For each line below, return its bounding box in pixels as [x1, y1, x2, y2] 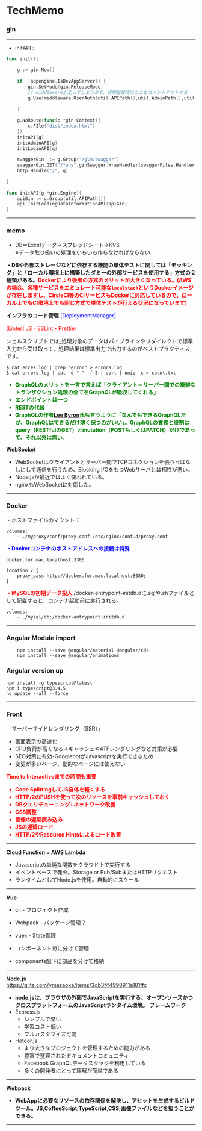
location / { [6, 567, 39, 573]
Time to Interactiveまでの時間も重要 [6, 773, 97, 780]
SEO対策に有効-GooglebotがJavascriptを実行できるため [14, 752, 154, 759]
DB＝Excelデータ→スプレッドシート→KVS [14, 241, 120, 248]
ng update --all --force [6, 691, 69, 697]
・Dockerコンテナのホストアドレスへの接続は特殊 [6, 544, 130, 552]
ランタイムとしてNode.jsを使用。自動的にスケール [14, 876, 139, 883]
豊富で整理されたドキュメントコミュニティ [23, 1052, 129, 1059]
